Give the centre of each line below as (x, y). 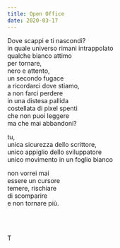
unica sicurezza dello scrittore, (52, 144)
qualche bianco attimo (40, 55)
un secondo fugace (36, 78)
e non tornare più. (33, 203)
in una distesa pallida (38, 100)
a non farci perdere (35, 93)
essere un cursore (34, 180)
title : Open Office (36, 14)
